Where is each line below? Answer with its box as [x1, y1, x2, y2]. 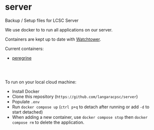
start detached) [12, 109, 43, 115]
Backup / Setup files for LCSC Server [5, 17, 79, 23]
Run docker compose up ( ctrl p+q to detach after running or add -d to [12, 104, 150, 110]
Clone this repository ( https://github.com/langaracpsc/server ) [12, 94, 138, 99]
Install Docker [12, 88, 40, 94]
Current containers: [5, 46, 44, 51]
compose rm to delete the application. [12, 119, 84, 125]
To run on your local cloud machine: [5, 79, 77, 85]
